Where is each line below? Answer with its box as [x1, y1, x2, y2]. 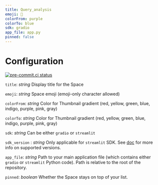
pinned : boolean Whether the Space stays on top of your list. [5, 174, 128, 180]
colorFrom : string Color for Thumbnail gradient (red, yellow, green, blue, [5, 100, 150, 106]
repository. [5, 164, 27, 170]
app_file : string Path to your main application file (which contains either [5, 154, 151, 160]
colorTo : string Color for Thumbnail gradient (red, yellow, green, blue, [5, 115, 146, 121]
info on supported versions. [5, 144, 62, 150]
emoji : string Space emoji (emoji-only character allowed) [5, 91, 120, 97]
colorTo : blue [5, 21, 34, 26]
